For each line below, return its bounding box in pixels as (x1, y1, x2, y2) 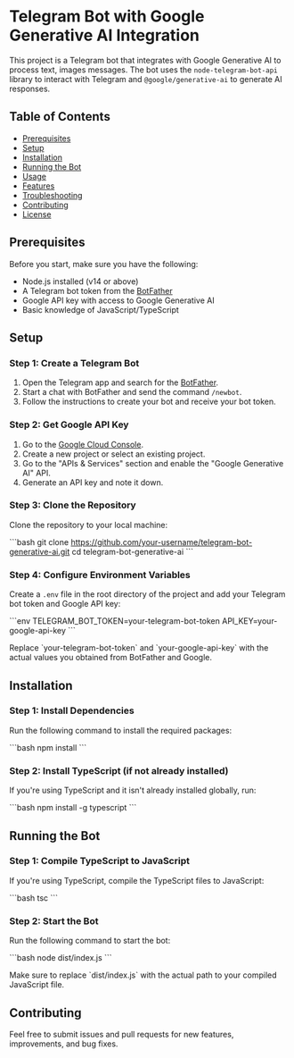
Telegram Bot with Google (9, 6, 205, 27)
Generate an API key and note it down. (21, 476, 164, 488)
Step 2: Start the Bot (9, 914, 99, 927)
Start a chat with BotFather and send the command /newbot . (21, 387, 242, 398)
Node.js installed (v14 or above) (21, 275, 139, 287)
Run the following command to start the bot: (9, 936, 171, 946)
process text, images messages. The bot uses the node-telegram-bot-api (9, 64, 278, 75)
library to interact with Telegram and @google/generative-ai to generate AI (9, 73, 282, 84)
